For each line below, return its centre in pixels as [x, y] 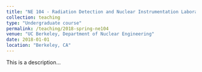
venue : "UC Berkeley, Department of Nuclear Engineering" [80, 34]
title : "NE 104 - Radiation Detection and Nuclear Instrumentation [93, 12]
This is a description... [34, 62]
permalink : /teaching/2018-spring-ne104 [58, 28]
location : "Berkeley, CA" [38, 46]
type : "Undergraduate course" [44, 23]
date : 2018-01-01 [28, 40]
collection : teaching [33, 17]
